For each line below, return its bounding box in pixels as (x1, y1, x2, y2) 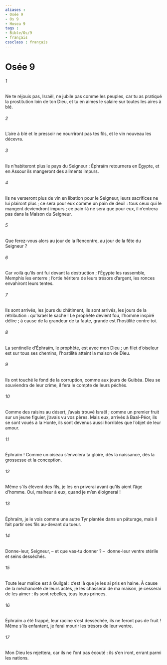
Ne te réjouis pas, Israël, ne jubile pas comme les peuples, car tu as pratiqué (5, 93, 162, 100)
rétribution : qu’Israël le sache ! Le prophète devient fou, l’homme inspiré (5, 312, 155, 319)
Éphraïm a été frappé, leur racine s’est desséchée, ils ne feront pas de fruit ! (5, 618, 161, 624)
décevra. (5, 136, 23, 142)
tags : (5, 26, 19, 31)
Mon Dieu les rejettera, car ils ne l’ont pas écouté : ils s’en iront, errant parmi (5, 650, 162, 656)
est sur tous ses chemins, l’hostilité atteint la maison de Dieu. (5, 350, 131, 356)
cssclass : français (5, 40, 48, 45)
